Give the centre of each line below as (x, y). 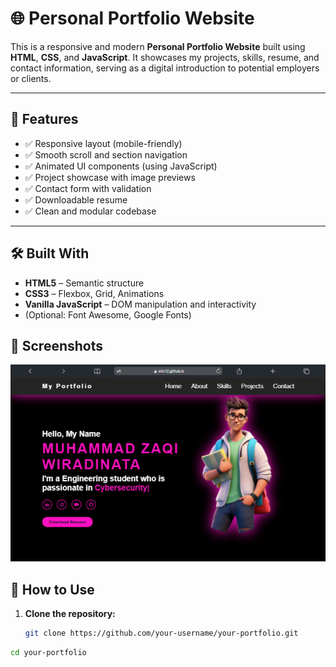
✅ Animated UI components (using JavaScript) (121, 166)
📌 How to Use (52, 589)
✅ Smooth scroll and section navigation (106, 154)
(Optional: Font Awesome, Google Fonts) (108, 314)
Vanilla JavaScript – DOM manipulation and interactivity (140, 304)
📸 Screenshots (57, 345)
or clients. (31, 78)
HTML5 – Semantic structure (84, 283)
